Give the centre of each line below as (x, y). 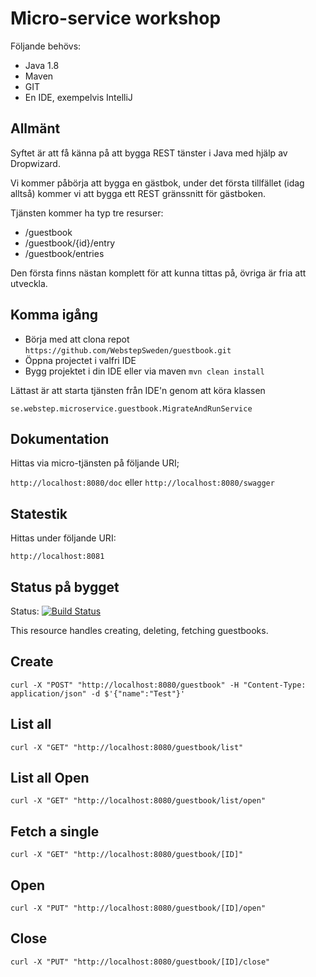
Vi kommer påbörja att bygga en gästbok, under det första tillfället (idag (157, 183)
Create (32, 662)
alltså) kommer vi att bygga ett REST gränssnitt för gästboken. (138, 193)
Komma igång (54, 315)
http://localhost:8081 (57, 557)
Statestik (39, 513)
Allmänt (35, 128)
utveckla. (29, 283)
